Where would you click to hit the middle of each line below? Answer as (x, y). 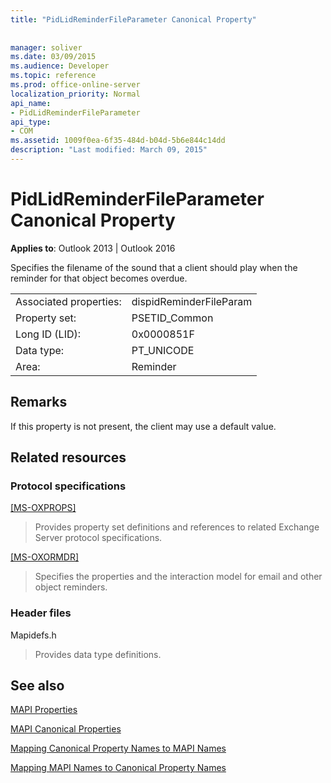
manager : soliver (46, 47)
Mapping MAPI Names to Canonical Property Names (118, 768)
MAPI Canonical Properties (66, 729)
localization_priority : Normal (75, 94)
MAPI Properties (44, 710)
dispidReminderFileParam (192, 301)
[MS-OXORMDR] (45, 557)
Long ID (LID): (48, 334)
